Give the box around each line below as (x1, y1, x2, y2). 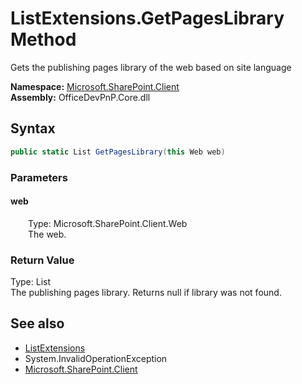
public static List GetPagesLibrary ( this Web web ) (10, 147, 226, 157)
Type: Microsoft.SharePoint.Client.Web (28, 217, 188, 229)
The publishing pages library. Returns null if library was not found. (10, 287, 282, 299)
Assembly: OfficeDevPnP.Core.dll (10, 91, 151, 103)
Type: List (10, 276, 52, 288)
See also (10, 315, 65, 332)
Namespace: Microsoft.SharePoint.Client (10, 80, 180, 92)
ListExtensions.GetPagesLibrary (10, 7, 285, 30)
